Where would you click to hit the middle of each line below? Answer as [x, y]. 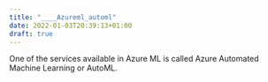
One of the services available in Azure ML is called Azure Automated [134, 59]
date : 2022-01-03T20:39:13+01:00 [71, 26]
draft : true [31, 34]
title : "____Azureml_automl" [63, 17]
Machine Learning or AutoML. [63, 68]
